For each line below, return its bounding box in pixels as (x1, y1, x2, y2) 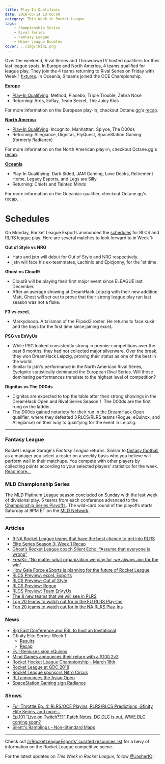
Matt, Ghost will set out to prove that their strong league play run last (12, 294, 151, 300)
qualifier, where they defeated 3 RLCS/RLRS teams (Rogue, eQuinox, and (12, 414, 160, 420)
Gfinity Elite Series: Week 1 (12, 632, 67, 639)
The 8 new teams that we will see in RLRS (12, 593, 97, 599)
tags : (5, 21, 16, 26)
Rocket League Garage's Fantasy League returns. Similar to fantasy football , (5, 447, 160, 453)
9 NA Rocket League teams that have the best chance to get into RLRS (12, 536, 155, 542)
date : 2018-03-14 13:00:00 (5, 12, 60, 17)
